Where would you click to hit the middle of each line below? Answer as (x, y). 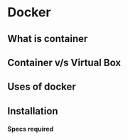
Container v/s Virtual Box (64, 62)
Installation (33, 111)
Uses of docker (42, 87)
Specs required (31, 129)
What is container (48, 39)
